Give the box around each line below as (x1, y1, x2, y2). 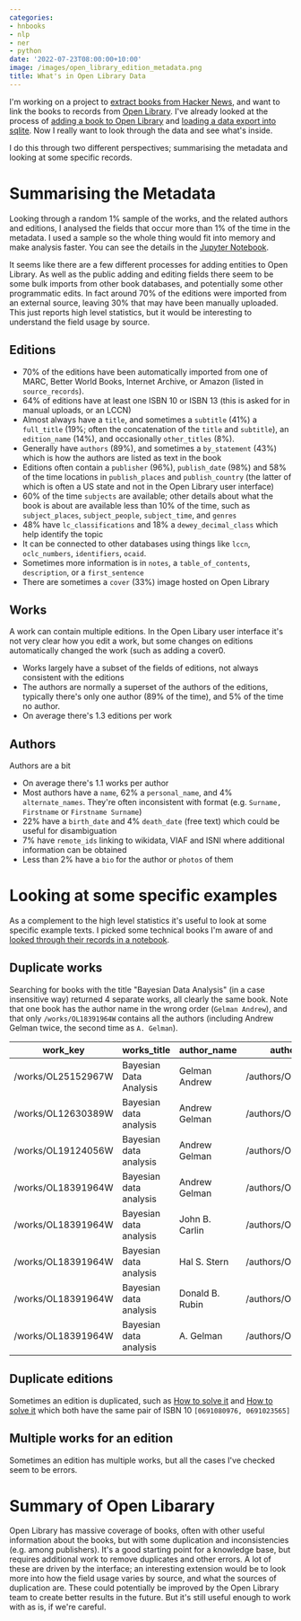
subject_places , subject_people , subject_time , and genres (21, 509, 237, 520)
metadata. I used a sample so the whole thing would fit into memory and (9, 232, 276, 243)
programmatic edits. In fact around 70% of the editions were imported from (9, 288, 287, 298)
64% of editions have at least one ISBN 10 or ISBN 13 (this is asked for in (21, 394, 290, 405)
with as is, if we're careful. (9, 1601, 107, 1613)
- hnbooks (9, 22, 47, 31)
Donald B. (178, 1287, 220, 1299)
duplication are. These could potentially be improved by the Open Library (9, 1582, 279, 1593)
